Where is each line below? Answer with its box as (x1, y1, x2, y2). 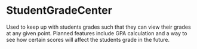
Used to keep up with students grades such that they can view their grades (6, 23, 191, 30)
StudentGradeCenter (6, 4, 112, 17)
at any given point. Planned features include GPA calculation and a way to (6, 29, 187, 36)
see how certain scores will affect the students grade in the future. (6, 36, 170, 43)
